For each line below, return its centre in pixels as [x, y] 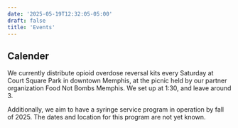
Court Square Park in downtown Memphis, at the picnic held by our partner [117, 81]
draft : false [27, 21]
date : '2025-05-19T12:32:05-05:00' [60, 14]
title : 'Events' [31, 27]
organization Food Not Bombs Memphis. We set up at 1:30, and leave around [119, 88]
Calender [28, 56]
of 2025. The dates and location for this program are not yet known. [107, 117]
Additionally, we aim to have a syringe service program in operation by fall [116, 110]
